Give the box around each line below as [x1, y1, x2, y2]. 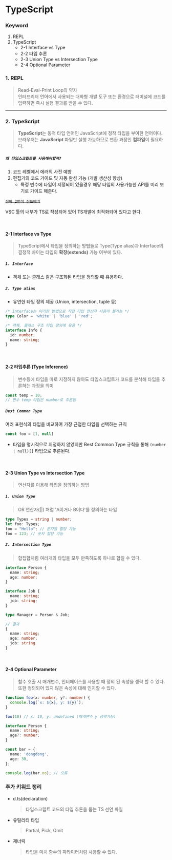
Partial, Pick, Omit [25, 827, 63, 833]
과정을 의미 [31, 383, 54, 389]
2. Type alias [5, 286, 36, 291]
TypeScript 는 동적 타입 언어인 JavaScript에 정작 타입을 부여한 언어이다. [17, 130, 163, 137]
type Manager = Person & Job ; [5, 612, 70, 617]
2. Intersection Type [5, 542, 52, 547]
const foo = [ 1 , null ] [5, 431, 54, 437]
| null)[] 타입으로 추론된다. [12, 448, 71, 454]
